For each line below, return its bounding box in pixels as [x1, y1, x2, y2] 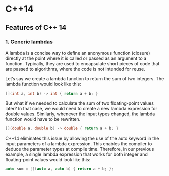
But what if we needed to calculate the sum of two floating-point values [5, 100, 154, 106]
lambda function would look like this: [5, 81, 82, 87]
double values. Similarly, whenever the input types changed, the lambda [5, 111, 155, 117]
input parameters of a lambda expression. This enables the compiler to [5, 140, 152, 147]
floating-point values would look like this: [5, 156, 91, 162]
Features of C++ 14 [5, 23, 67, 32]
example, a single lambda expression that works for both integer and [5, 151, 148, 157]
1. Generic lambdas [5, 38, 53, 46]
